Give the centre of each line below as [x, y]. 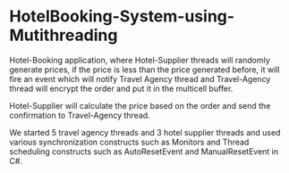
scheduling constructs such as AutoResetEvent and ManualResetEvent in [144, 151]
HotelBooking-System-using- [122, 16]
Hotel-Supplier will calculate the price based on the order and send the [140, 105]
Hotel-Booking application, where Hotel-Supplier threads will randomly [140, 60]
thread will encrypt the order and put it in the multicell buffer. [121, 88]
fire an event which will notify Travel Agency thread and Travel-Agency [140, 78]
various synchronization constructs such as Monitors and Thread [129, 142]
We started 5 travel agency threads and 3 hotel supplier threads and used [145, 132]
